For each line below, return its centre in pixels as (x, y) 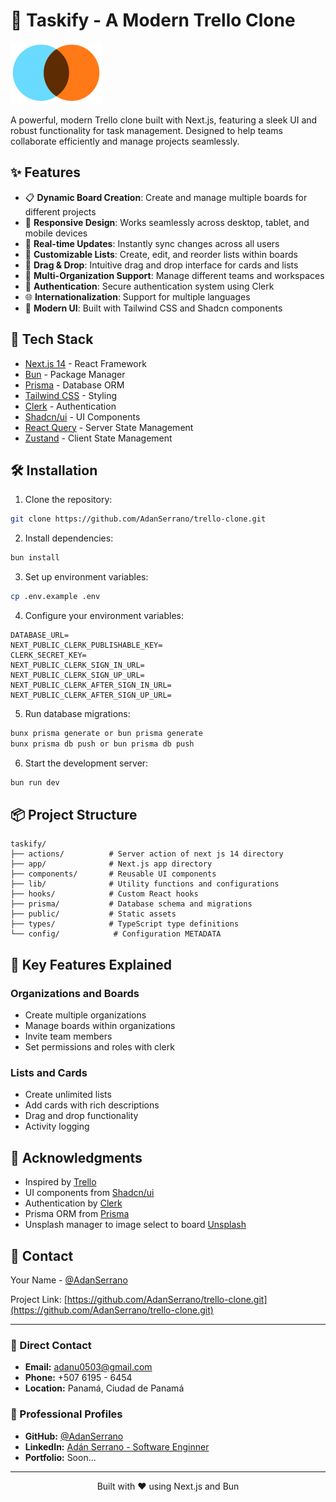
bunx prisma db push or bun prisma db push (102, 744)
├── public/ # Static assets (93, 914)
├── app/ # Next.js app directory (111, 864)
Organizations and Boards (75, 993)
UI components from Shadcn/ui (89, 1193)
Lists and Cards (49, 1073)
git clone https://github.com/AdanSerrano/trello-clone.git (138, 519)
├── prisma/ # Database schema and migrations (131, 904)
